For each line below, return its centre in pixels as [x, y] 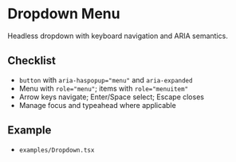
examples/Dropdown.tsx [57, 150]
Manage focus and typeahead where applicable [97, 105]
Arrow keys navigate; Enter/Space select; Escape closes [112, 97]
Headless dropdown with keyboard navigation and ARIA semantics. [118, 36]
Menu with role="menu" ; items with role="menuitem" [104, 88]
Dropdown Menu [64, 14]
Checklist [32, 61]
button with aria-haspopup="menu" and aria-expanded [106, 79]
